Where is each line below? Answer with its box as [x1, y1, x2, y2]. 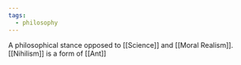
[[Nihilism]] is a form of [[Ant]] [8, 49, 107, 58]
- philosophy [15, 19, 58, 27]
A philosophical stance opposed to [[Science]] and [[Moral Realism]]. [8, 40, 234, 49]
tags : [8, 11, 26, 20]
